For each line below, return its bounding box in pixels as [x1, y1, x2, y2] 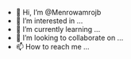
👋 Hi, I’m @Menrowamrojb [15, 8, 102, 17]
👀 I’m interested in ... [15, 16, 83, 26]
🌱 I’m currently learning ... [15, 25, 101, 33]
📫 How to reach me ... [15, 42, 90, 51]
